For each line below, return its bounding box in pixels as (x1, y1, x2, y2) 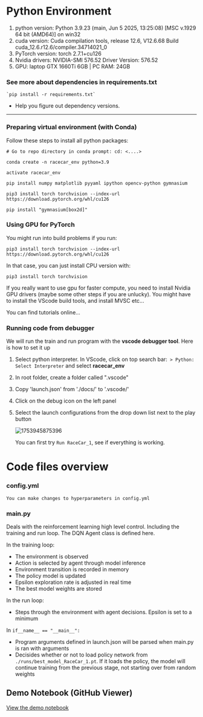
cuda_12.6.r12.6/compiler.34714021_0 (14, 44, 108, 51)
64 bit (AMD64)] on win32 (14, 30, 81, 37)
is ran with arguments (14, 644, 69, 652)
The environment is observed (14, 553, 89, 560)
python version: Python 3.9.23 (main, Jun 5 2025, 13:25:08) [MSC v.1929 (14, 24, 196, 31)
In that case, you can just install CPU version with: (6, 262, 131, 269)
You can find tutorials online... (6, 308, 80, 316)
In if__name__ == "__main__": (6, 626, 80, 634)
